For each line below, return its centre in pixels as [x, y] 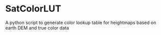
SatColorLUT [33, 9]
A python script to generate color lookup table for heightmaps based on [81, 22]
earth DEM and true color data [37, 27]
